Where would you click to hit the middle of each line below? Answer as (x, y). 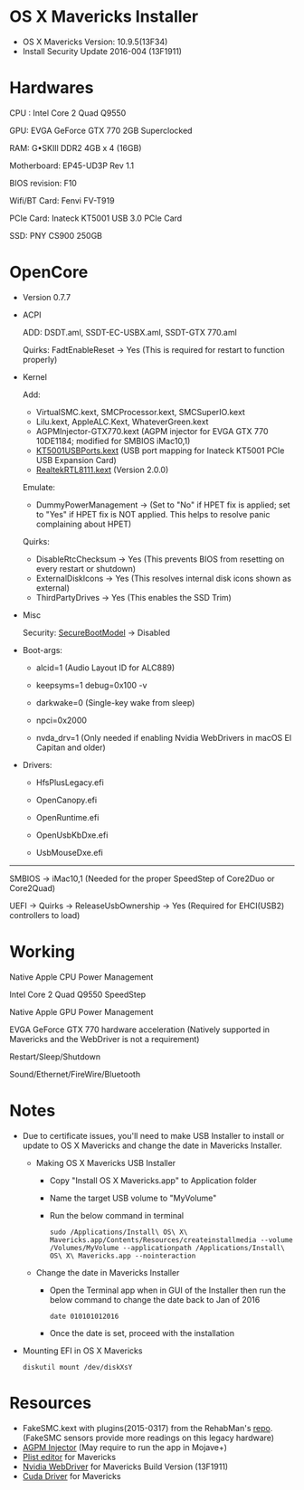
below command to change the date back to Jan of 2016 (155, 1299)
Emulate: (39, 487)
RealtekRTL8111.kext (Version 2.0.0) (102, 470)
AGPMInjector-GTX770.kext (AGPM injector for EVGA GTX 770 (152, 431)
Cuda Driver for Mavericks (71, 1476)
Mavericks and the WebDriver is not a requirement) (104, 1039)
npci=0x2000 (62, 720)
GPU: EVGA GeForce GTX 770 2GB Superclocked (101, 130)
